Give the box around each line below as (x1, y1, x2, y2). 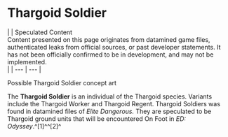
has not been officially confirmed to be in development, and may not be (7, 50, 214, 59)
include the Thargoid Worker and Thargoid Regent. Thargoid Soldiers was (7, 99, 221, 108)
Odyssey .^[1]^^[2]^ (7, 122, 62, 130)
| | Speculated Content (7, 28, 72, 36)
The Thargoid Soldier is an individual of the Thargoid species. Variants (7, 92, 213, 101)
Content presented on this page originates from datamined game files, (7, 35, 210, 43)
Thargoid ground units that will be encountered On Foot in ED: (7, 114, 187, 123)
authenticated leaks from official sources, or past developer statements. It (7, 43, 221, 51)
